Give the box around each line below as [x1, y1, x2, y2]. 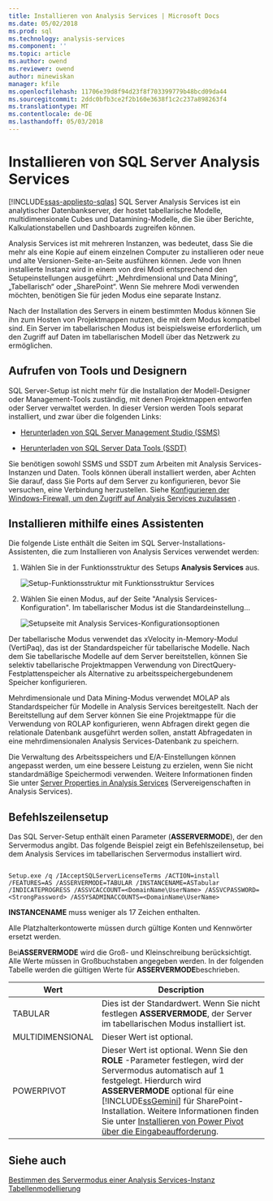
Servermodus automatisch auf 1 [101, 1065, 225, 1077]
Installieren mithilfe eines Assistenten [8, 517, 205, 531]
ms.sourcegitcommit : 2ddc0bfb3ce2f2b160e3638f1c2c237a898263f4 [8, 95, 227, 103]
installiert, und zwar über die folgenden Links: [8, 411, 162, 421]
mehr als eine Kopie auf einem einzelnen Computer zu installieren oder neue [8, 247, 264, 257]
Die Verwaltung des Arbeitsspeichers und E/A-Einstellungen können [8, 752, 236, 762]
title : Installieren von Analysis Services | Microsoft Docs [8, 11, 220, 20]
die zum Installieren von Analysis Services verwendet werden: [51, 547, 260, 557]
